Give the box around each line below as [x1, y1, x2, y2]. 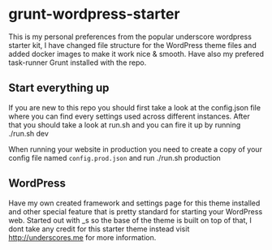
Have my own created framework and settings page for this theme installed [8, 198, 261, 208]
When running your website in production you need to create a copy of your [8, 144, 262, 154]
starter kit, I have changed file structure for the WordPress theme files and [8, 40, 257, 50]
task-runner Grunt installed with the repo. [8, 58, 147, 67]
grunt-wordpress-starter [8, 5, 180, 24]
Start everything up [8, 81, 110, 95]
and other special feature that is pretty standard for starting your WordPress [8, 206, 263, 216]
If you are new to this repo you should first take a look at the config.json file [8, 102, 261, 112]
